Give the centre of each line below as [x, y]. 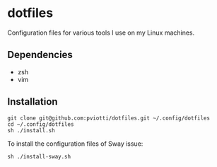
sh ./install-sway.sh [39, 156]
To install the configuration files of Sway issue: [75, 144]
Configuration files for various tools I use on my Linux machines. [101, 33]
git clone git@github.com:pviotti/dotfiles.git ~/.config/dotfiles [109, 118]
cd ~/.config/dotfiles [41, 124]
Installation [33, 102]
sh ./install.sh [31, 130]
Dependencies [40, 55]
